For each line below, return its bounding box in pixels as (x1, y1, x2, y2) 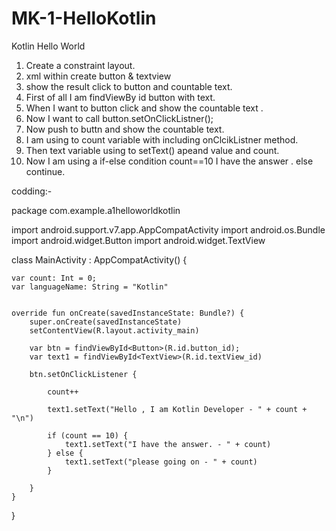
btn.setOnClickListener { (29, 369, 138, 379)
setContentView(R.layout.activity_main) (29, 325, 200, 336)
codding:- (11, 185, 53, 197)
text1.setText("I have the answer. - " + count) (64, 439, 272, 449)
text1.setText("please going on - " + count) (64, 457, 258, 467)
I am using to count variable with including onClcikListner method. (25, 133, 299, 146)
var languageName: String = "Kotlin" (11, 282, 169, 292)
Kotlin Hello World (11, 40, 86, 52)
